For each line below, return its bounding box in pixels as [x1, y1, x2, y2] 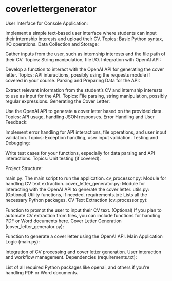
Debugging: [5, 140, 30, 146]
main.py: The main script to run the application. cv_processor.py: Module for [5, 175, 167, 181]
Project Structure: [5, 165, 43, 171]
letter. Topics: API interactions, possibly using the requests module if [5, 71, 150, 78]
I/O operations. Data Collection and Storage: [5, 41, 99, 47]
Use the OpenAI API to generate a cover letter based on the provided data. [5, 108, 163, 114]
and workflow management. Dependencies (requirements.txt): [5, 254, 137, 260]
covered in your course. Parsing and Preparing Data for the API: [5, 77, 140, 83]
